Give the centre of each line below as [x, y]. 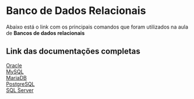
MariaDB [17, 77]
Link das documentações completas [73, 52]
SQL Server [20, 90]
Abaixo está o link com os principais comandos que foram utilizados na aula [97, 27]
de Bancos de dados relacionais [45, 33]
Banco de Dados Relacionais [76, 11]
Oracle [14, 65]
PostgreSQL [20, 84]
